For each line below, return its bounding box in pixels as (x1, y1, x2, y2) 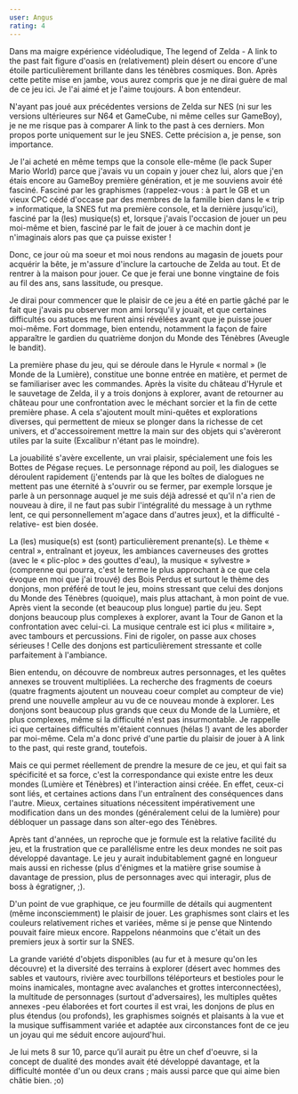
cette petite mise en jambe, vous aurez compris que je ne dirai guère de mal (9, 74, 287, 85)
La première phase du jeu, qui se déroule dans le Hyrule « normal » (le (9, 359, 267, 370)
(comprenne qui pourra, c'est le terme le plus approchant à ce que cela (9, 564, 270, 575)
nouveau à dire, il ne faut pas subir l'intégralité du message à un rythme (9, 500, 272, 510)
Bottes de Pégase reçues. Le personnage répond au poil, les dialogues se (9, 461, 279, 472)
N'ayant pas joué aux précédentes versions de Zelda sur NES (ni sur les (9, 101, 272, 111)
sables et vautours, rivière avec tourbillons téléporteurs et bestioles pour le (9, 972, 285, 983)
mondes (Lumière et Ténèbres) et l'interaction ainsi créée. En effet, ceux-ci (9, 779, 285, 789)
